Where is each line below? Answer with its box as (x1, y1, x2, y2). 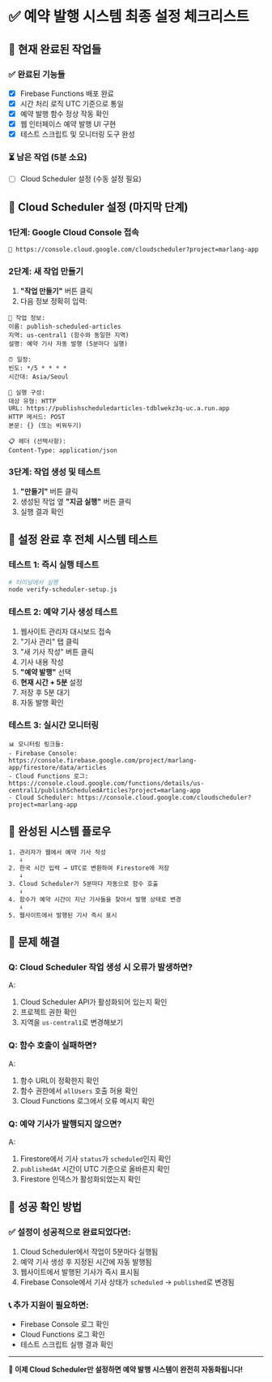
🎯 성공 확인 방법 (8, 1200, 83, 1214)
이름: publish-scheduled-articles (8, 322, 121, 330)
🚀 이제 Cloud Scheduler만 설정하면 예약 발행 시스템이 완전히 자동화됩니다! (8, 1364, 243, 1374)
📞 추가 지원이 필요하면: (8, 1299, 89, 1311)
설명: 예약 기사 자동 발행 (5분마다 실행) (8, 339, 128, 348)
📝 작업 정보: (8, 313, 46, 322)
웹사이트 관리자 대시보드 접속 (19, 626, 112, 636)
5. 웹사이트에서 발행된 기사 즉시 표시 (8, 911, 117, 919)
